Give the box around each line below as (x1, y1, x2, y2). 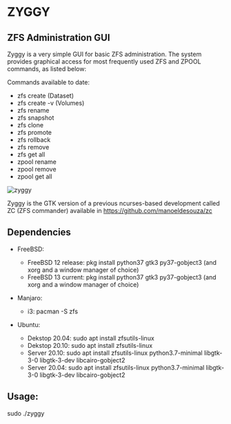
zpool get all (17, 172, 53, 181)
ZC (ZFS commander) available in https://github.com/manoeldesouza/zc (7, 207, 212, 214)
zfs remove (17, 143, 50, 151)
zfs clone (17, 121, 43, 129)
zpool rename (17, 158, 57, 166)
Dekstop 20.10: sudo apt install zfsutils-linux (27, 341, 153, 349)
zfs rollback (17, 136, 51, 144)
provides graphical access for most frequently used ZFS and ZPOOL (7, 57, 201, 66)
